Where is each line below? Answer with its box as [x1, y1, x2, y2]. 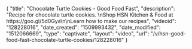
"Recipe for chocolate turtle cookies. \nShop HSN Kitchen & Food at [6, 11, 173, 18]
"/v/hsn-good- [150, 30, 187, 37]
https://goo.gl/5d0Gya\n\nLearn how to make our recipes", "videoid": [6, 18, 176, 24]
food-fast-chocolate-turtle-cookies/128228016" [6, 37, 124, 43]
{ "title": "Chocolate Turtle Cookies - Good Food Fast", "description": [6, 5, 175, 12]
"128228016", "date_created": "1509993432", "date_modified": [6, 24, 161, 31]
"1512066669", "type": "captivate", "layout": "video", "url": [6, 30, 150, 37]
